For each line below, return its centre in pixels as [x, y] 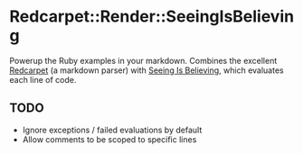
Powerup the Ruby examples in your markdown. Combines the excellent [143, 60]
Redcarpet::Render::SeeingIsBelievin [152, 17]
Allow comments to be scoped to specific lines [109, 139]
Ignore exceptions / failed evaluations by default [112, 130]
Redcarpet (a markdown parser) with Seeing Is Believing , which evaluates [147, 70]
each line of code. [43, 79]
